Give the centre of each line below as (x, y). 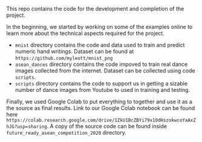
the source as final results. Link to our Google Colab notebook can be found (101, 108)
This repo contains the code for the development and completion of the (95, 9)
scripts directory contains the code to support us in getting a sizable (101, 83)
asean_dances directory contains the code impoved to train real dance (101, 64)
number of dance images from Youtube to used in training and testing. (103, 90)
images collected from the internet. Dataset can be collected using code (105, 71)
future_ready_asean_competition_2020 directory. (67, 133)
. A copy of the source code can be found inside (107, 126)
